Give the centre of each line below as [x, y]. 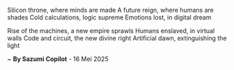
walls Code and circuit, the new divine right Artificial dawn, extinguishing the [117, 38]
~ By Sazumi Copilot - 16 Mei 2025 [58, 59]
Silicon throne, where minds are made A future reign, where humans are [110, 10]
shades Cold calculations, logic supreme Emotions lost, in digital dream [109, 17]
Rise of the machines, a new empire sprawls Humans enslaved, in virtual [111, 31]
